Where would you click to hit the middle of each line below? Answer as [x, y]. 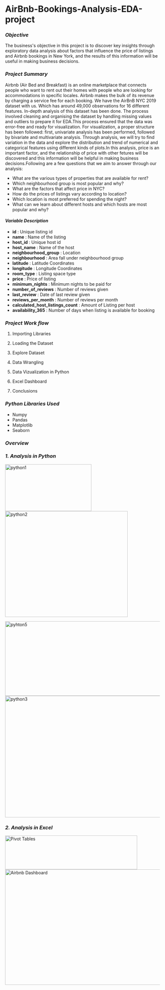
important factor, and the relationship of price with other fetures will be [77, 153]
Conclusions [25, 391]
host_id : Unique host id [37, 242]
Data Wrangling [28, 363]
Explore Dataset [28, 353]
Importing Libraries [31, 334]
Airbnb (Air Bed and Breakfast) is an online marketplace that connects [76, 85]
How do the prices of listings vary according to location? [69, 194]
